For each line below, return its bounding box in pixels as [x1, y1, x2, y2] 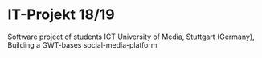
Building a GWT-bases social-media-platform [7, 40, 158, 49]
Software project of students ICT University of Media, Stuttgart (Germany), [7, 32, 255, 41]
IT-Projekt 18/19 [7, 6, 116, 24]
